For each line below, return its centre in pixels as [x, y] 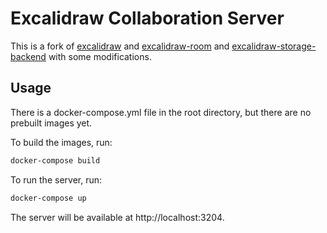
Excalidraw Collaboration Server [147, 18]
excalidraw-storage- [274, 46]
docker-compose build [55, 160]
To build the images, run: [61, 142]
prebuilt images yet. [51, 123]
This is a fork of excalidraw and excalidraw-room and [120, 46]
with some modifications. [100, 56]
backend [28, 56]
